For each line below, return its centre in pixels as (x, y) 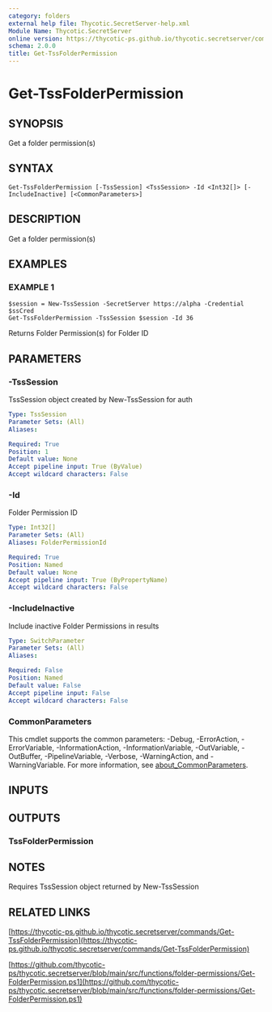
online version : (36, 39)
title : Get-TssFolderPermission (63, 54)
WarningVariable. (37, 765)
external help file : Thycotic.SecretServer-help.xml (99, 24)
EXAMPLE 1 (32, 287)
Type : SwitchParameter (47, 641)
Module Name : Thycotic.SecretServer (70, 31)
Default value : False (45, 685)
